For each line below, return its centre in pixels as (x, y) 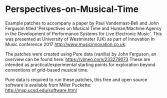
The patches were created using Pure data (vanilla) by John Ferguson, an (81, 54)
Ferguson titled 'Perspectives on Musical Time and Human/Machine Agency (83, 28)
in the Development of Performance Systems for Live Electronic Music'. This (84, 33)
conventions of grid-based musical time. (47, 70)
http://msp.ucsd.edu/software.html (41, 90)
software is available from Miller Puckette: (48, 85)
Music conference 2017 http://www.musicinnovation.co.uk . (66, 44)
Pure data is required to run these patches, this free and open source (76, 79)
